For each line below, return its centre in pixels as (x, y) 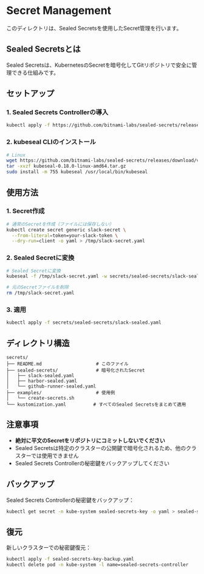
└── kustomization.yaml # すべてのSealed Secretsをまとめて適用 (96, 405)
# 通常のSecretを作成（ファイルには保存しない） (60, 224)
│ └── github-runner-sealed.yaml (51, 386)
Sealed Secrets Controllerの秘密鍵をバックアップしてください (92, 463)
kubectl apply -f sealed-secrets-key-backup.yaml (70, 559)
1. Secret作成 (25, 211)
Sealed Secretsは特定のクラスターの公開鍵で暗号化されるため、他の (100, 448)
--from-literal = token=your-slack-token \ (65, 235)
